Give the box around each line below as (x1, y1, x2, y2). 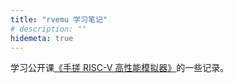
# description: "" (10, 24, 87, 34)
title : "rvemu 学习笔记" (10, 14, 108, 25)
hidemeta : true (10, 33, 74, 43)
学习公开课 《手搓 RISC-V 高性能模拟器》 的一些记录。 (10, 62, 230, 74)
